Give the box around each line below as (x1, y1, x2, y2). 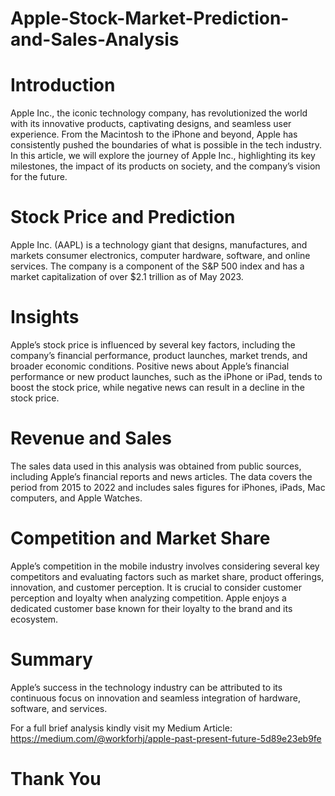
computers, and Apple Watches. (10, 492, 143, 504)
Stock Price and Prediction (10, 206, 236, 229)
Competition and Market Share (10, 527, 271, 550)
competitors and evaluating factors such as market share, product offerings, (10, 570, 325, 582)
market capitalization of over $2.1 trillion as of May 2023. (10, 271, 244, 283)
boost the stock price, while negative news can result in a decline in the (10, 382, 305, 393)
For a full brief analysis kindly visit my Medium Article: (10, 722, 233, 734)
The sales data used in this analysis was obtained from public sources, (10, 460, 302, 472)
